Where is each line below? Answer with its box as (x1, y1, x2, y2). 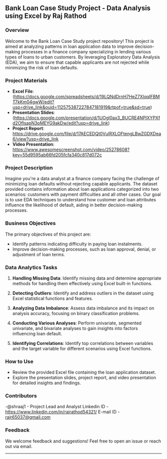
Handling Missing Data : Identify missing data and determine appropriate (12, 275, 162, 281)
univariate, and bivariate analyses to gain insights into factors (12, 325, 138, 331)
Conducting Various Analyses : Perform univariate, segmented (12, 320, 142, 326)
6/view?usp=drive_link (12, 136, 59, 142)
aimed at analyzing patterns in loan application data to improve (5, 43, 134, 49)
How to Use (5, 358, 34, 365)
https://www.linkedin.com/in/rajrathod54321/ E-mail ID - (5, 409, 120, 415)
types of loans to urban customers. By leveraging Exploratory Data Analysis (5, 54, 160, 60)
